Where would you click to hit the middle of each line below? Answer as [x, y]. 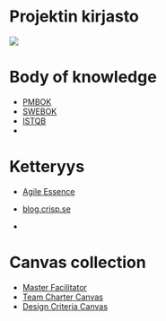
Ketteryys [47, 167]
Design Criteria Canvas [65, 306]
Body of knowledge [83, 77]
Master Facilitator [55, 287]
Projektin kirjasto [74, 17]
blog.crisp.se [47, 209]
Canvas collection [78, 263]
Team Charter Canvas [62, 297]
